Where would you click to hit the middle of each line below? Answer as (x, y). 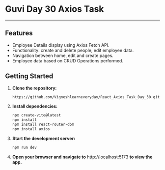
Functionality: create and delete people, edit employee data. (73, 50)
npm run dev (24, 147)
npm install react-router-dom (43, 125)
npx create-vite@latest (37, 115)
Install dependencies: (35, 106)
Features (19, 33)
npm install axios (31, 129)
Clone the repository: (34, 88)
